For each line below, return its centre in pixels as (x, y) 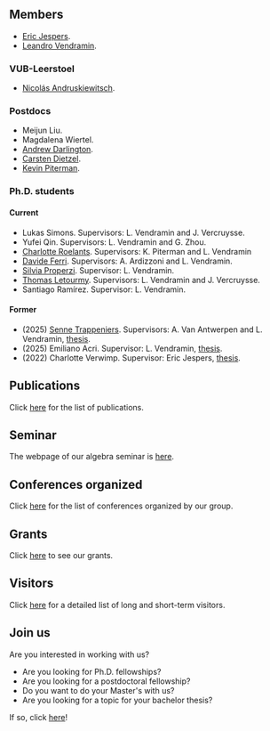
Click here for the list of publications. (77, 407)
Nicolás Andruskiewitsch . (68, 88)
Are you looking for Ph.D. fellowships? (91, 671)
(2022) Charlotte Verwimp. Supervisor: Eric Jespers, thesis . (131, 357)
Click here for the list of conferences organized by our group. (121, 506)
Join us (30, 633)
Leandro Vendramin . (60, 45)
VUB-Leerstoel (42, 69)
